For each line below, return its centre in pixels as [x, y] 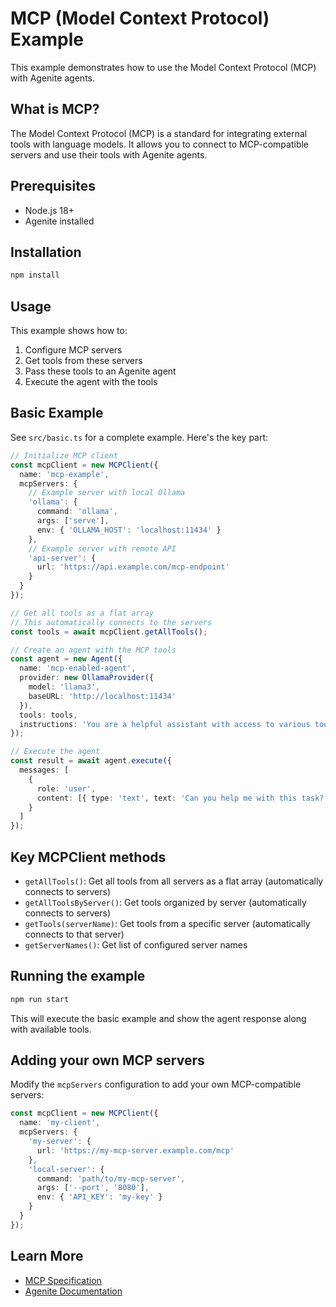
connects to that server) [74, 934]
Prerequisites [53, 186]
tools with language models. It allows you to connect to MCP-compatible [160, 144]
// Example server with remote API [102, 548]
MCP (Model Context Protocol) [140, 18]
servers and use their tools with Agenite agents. [109, 154]
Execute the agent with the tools [91, 382]
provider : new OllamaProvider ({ [87, 678]
